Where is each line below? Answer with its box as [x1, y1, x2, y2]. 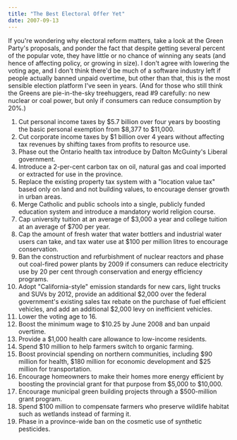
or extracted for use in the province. [18, 170, 123, 178]
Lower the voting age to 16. [18, 312, 97, 321]
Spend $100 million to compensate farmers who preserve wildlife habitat [18, 402, 229, 410]
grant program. [18, 394, 63, 403]
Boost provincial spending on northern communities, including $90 [18, 350, 213, 358]
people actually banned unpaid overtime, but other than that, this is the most [8, 73, 231, 82]
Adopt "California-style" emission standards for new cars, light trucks [18, 282, 221, 291]
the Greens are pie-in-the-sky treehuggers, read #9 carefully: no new [8, 89, 210, 97]
